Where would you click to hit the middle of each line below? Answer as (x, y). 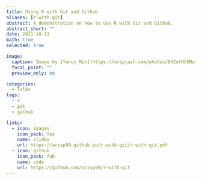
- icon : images (31, 128)
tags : (13, 95)
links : (14, 123)
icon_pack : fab (36, 157)
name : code (31, 162)
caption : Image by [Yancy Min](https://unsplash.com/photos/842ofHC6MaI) (106, 62)
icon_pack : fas (36, 134)
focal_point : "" (32, 67)
